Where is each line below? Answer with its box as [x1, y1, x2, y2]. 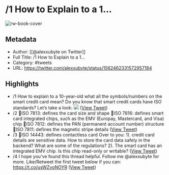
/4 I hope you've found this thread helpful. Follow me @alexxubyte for [12, 153, 159, 159]
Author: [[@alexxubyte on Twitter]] [12, 48, 86, 54]
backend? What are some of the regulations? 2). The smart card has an [12, 142, 162, 149]
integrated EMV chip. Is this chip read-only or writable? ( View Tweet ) [12, 148, 158, 154]
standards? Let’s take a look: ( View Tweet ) [12, 104, 108, 110]
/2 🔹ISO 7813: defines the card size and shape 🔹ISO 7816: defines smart [12, 110, 164, 116]
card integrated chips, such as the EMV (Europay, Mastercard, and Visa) [12, 115, 164, 122]
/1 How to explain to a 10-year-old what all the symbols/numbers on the [12, 93, 162, 99]
